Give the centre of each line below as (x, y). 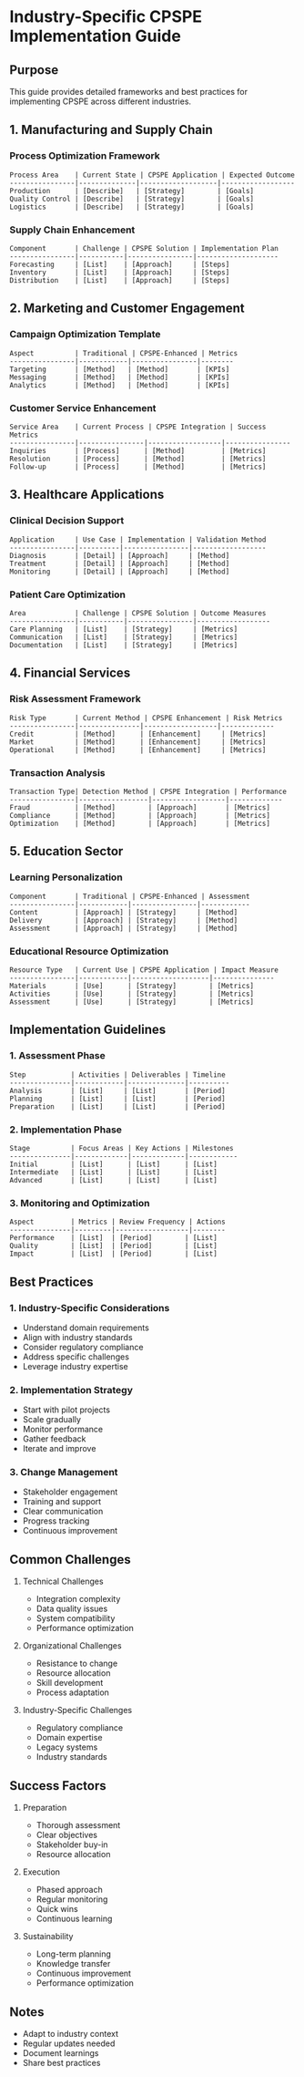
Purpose (34, 70)
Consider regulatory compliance (83, 1347)
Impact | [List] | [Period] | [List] (114, 1254)
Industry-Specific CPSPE (106, 17)
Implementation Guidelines (88, 1030)
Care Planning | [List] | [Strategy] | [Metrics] (124, 629)
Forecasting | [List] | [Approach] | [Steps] (120, 264)
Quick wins (57, 1909)
